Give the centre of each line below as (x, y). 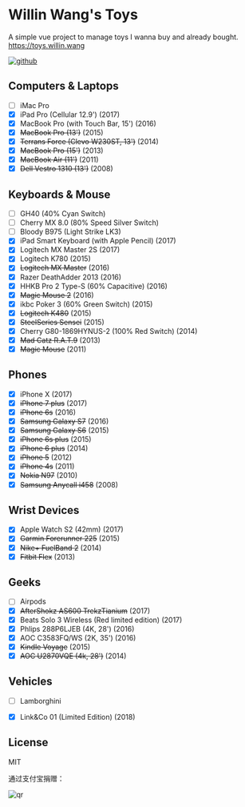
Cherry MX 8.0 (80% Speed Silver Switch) (89, 223)
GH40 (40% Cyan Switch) (63, 214)
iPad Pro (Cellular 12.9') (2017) (70, 114)
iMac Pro (34, 105)
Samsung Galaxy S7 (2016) (64, 421)
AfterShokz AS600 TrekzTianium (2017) (85, 611)
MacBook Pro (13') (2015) (61, 132)
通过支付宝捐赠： (36, 778)
